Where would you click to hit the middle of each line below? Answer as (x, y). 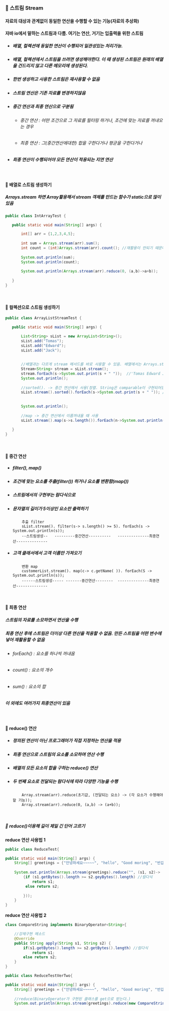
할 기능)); (22, 800)
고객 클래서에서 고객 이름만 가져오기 (47, 553)
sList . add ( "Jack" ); (41, 350)
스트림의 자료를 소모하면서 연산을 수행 (42, 620)
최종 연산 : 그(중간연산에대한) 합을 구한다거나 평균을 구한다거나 (81, 143)
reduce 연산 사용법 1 (26, 840)
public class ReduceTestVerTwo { (39, 976)
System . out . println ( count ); (50, 262)
